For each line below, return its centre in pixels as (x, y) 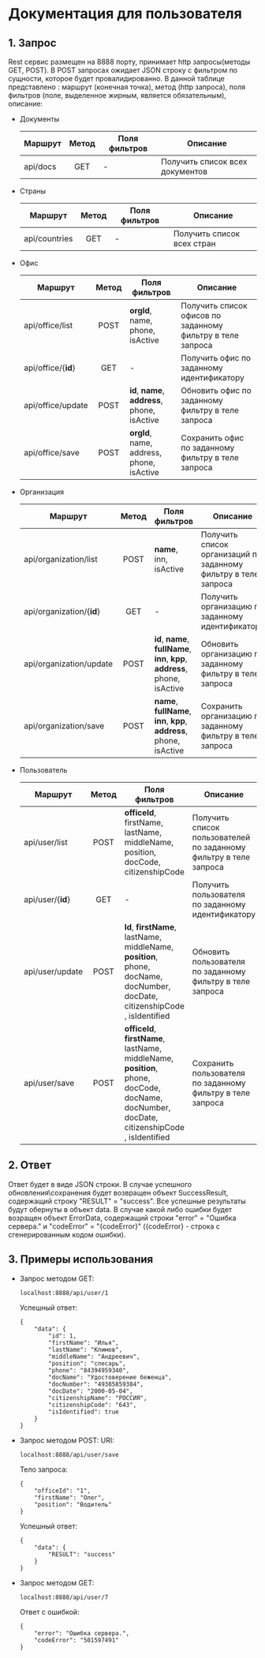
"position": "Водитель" (73, 1504)
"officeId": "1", (62, 1491)
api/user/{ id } (47, 899)
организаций (226, 554)
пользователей (221, 837)
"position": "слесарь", (87, 1363)
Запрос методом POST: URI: (67, 1440)
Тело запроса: (44, 1469)
